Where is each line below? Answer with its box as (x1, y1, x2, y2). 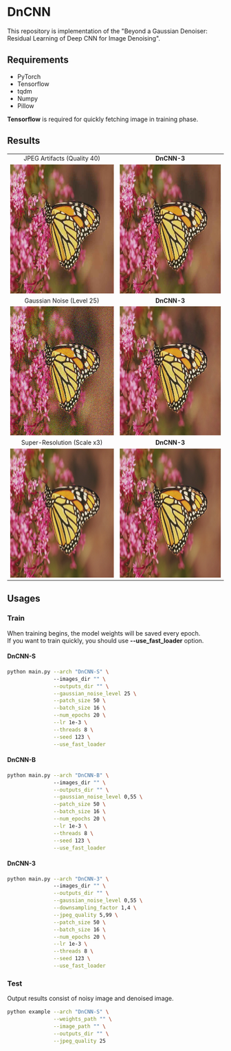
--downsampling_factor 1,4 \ (53, 904, 137, 911)
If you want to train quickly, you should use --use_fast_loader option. (7, 636, 204, 644)
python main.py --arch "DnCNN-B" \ (7, 772, 109, 779)
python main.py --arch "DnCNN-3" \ (7, 875, 109, 882)
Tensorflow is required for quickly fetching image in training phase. (7, 115, 199, 123)
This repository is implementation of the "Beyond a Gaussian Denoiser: (7, 27, 208, 35)
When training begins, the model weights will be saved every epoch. (7, 629, 201, 637)
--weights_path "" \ (53, 1016, 112, 1023)
